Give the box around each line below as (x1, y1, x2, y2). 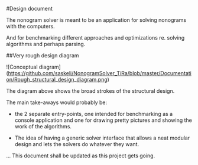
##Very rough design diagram (6, 52, 79, 59)
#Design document (6, 5, 53, 12)
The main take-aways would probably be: (6, 99, 108, 106)
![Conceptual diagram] (6, 63, 61, 70)
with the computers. (6, 23, 55, 30)
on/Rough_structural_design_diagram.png (6, 76, 108, 83)
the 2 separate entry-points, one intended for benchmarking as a (14, 111, 173, 117)
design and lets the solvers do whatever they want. (14, 141, 139, 147)
